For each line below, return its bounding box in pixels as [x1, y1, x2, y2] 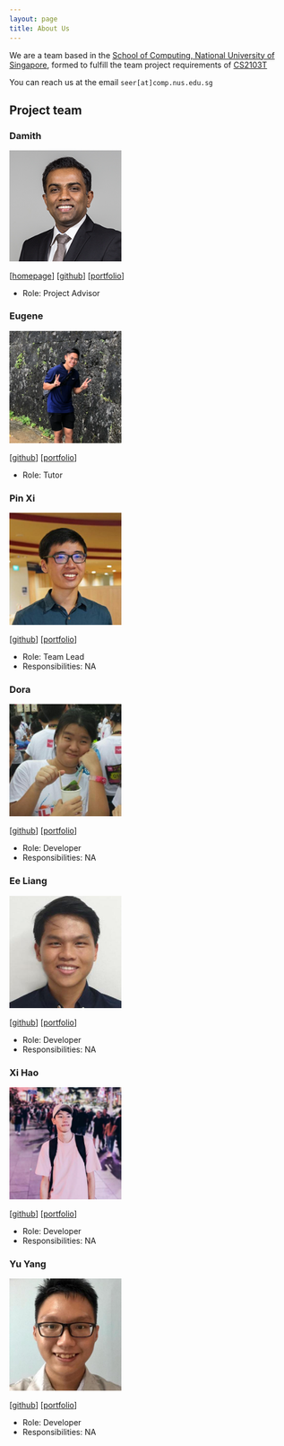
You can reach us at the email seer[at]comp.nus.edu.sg [9, 76, 213, 87]
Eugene [9, 310, 44, 322]
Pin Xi [9, 492, 36, 504]
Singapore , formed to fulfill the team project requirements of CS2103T [9, 59, 268, 70]
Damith [9, 129, 42, 142]
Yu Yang [9, 1258, 47, 1270]
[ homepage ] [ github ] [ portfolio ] [9, 270, 125, 281]
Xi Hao [9, 1066, 39, 1079]
